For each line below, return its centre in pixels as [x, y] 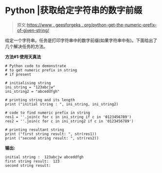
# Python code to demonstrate [36, 66]
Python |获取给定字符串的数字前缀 [74, 10]
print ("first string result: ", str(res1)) [51, 134]
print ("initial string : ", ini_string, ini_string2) [62, 104]
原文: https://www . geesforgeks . [50, 25]
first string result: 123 [32, 161]
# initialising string [28, 83]
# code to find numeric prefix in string [48, 113]
